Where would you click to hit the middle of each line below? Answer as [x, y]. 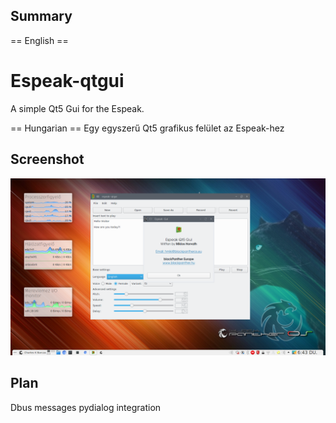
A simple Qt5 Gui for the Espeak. [77, 108]
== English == [39, 40]
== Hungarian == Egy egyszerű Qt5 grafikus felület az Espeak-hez [147, 128]
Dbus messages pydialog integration [86, 407]
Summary [41, 16]
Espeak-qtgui [67, 81]
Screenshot [47, 159]
